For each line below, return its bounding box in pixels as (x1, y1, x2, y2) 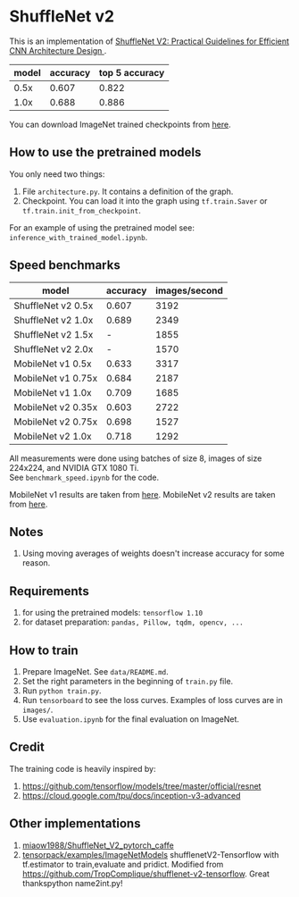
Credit (9, 740, 45, 755)
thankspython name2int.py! (21, 877, 123, 888)
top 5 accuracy (98, 66, 165, 79)
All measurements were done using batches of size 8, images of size (9, 453, 262, 464)
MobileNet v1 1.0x (13, 386, 92, 398)
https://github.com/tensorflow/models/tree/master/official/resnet (21, 780, 262, 792)
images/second (155, 284, 223, 297)
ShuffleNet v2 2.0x (13, 342, 94, 355)
